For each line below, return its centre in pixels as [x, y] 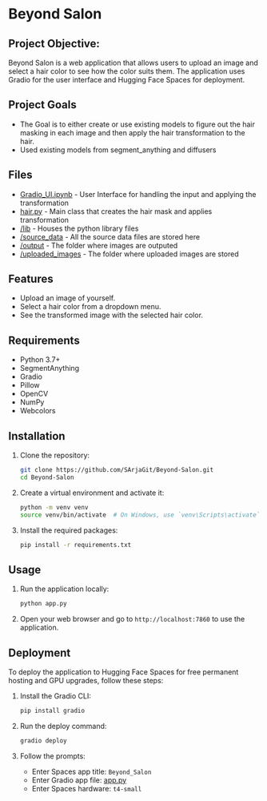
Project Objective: [54, 44]
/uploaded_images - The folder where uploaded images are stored [130, 254]
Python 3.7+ [40, 360]
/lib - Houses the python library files [79, 228]
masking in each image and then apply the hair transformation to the [132, 132]
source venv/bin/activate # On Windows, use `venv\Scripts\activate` [140, 515]
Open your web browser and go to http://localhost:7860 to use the [132, 619]
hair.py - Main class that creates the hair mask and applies [116, 211]
